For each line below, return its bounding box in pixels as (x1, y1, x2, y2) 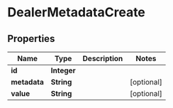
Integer (50, 65, 76, 75)
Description (82, 54, 123, 63)
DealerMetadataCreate (7, 4, 145, 21)
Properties (7, 33, 55, 45)
